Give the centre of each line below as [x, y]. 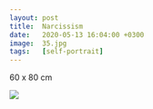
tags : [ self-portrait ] [56, 52]
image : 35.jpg [38, 43]
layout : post [34, 18]
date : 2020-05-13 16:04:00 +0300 [77, 35]
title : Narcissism [46, 26]
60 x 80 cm [31, 77]
